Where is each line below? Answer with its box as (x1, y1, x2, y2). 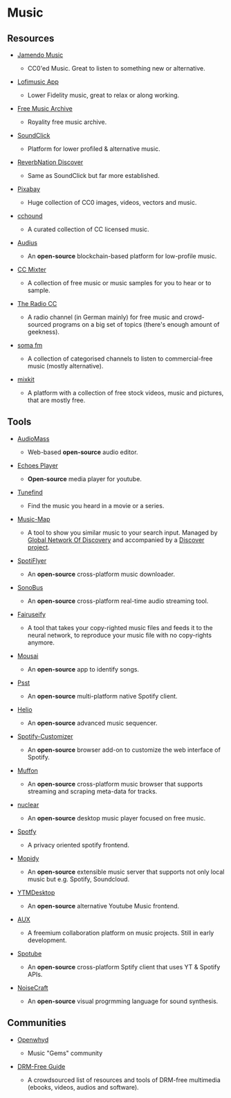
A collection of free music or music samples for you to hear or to (27, 279, 212, 287)
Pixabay (17, 185, 40, 193)
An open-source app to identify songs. (27, 665, 140, 673)
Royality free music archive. (27, 118, 107, 126)
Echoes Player (17, 461, 59, 469)
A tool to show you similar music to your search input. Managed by (27, 528, 218, 537)
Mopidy (17, 854, 39, 863)
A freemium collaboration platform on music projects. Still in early (27, 928, 214, 937)
